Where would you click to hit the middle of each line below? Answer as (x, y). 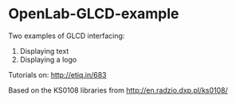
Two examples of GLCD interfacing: (67, 36)
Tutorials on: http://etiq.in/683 (57, 74)
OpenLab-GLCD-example (94, 14)
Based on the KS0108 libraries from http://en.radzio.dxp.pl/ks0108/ (118, 90)
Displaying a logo (48, 59)
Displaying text (44, 51)
